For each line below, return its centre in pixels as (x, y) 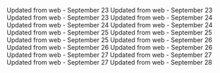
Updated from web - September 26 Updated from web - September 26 (110, 47)
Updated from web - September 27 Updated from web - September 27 (109, 55)
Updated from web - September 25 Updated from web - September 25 (109, 32)
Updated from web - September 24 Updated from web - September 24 (110, 25)
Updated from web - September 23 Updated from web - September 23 (110, 10)
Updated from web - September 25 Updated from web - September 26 (110, 40)
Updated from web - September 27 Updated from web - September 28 (109, 62)
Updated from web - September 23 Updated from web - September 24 (110, 18)
